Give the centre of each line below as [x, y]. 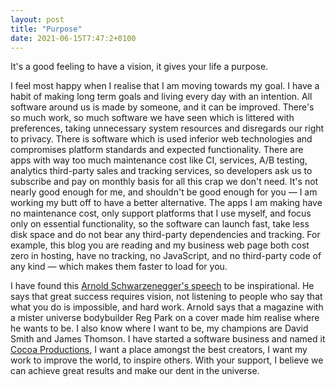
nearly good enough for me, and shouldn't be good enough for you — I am [164, 192]
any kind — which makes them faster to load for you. [119, 267]
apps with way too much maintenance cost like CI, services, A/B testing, [159, 160]
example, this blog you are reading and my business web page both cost [160, 245]
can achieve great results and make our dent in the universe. [135, 371]
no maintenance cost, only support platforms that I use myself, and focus [161, 213]
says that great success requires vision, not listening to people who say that [166, 297]
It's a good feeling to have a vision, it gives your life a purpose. [139, 67]
